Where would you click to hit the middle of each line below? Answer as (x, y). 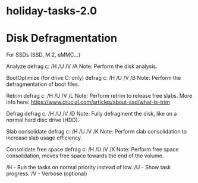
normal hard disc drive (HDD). (43, 120)
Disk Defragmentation (62, 38)
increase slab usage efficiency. (44, 138)
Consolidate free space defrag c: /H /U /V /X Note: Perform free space (92, 150)
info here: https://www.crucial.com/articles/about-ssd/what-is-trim (88, 102)
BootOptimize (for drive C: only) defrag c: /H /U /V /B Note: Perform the (94, 78)
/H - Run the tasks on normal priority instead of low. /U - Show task (89, 168)
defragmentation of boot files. (43, 84)
